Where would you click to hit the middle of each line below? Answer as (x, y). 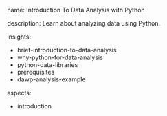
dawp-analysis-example (51, 79)
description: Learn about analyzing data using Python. (84, 23)
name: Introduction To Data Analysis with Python (76, 10)
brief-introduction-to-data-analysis (67, 50)
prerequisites (36, 72)
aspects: (19, 93)
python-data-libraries (47, 65)
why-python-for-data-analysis (60, 57)
